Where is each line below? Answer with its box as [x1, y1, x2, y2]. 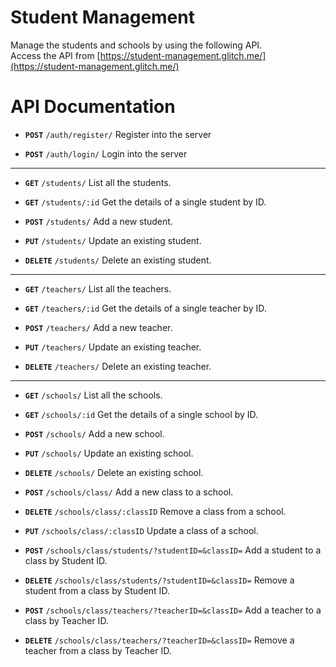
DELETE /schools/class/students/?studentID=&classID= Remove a [24, 574, 295, 586]
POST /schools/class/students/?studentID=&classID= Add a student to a [24, 544, 322, 556]
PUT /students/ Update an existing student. [24, 234, 202, 246]
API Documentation [10, 96, 176, 118]
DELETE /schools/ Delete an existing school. [24, 466, 204, 478]
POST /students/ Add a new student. [24, 215, 173, 227]
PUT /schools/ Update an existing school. [24, 447, 194, 459]
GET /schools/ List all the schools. [24, 389, 163, 401]
